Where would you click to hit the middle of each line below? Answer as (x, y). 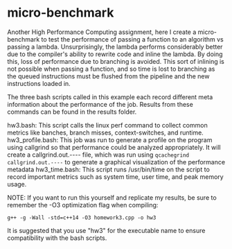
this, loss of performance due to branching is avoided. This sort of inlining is (116, 61)
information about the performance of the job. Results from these (100, 104)
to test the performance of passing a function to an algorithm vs (132, 39)
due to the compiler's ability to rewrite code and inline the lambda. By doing (115, 54)
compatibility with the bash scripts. (57, 238)
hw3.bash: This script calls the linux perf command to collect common (107, 125)
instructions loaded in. (39, 83)
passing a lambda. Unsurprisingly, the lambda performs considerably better (115, 46)
